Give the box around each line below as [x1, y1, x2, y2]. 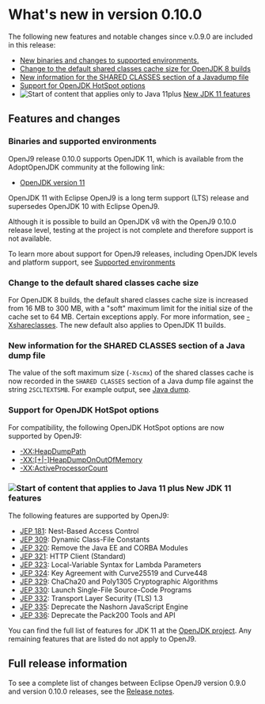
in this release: [8, 40, 56, 49]
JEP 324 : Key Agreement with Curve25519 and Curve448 [19, 568, 208, 577]
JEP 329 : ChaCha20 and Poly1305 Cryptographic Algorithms [19, 577, 218, 586]
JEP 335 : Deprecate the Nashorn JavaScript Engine [19, 602, 188, 611]
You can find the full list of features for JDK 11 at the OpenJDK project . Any [8, 626, 252, 635]
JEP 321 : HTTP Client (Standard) [19, 551, 127, 561]
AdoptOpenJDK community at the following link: [8, 162, 165, 172]
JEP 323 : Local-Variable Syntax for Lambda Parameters [19, 560, 202, 569]
